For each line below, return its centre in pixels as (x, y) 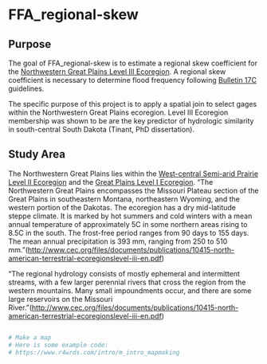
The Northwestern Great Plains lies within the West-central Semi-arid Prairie (133, 174)
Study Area (37, 154)
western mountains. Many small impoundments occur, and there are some (130, 290)
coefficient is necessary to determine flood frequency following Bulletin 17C (133, 80)
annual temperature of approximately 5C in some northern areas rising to (128, 224)
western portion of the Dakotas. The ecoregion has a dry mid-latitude (122, 207)
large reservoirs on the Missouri (61, 299)
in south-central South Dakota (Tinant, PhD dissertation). (102, 129)
